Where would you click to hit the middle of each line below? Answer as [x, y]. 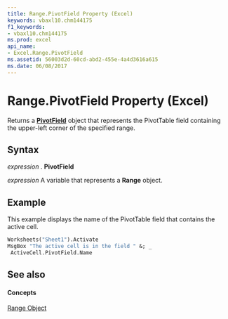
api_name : [22, 46]
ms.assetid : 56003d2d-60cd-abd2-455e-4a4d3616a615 [83, 60]
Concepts [22, 292]
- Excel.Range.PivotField [45, 53]
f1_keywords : [26, 27]
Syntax [23, 149]
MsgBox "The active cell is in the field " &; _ [80, 247]
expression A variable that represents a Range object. [85, 181]
